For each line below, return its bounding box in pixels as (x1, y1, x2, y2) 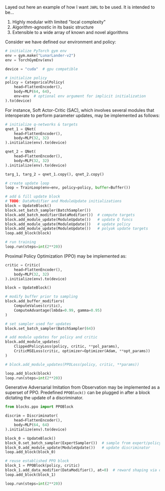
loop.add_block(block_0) (5, 450, 56, 455)
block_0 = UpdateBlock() (5, 436, 56, 441)
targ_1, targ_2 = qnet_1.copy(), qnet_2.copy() (5, 172, 105, 177)
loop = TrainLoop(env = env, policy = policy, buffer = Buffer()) (5, 185, 131, 190)
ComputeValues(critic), (14, 303, 63, 308)
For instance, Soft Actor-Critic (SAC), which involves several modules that (5, 107, 155, 113)
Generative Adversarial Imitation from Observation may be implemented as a (5, 384, 160, 391)
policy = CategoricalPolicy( (5, 80, 65, 85)
